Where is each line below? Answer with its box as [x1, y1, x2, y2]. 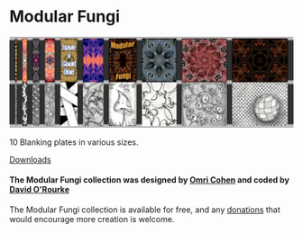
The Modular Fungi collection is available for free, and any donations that [9, 204, 281, 215]
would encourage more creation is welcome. [9, 214, 175, 225]
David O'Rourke [9, 184, 70, 195]
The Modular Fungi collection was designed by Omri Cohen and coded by [9, 175, 290, 185]
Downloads [9, 154, 51, 165]
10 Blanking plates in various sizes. [9, 137, 139, 148]
